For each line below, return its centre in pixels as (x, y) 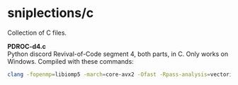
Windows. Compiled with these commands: (71, 61)
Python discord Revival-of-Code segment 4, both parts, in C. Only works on (118, 54)
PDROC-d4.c (27, 46)
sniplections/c (51, 13)
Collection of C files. (37, 33)
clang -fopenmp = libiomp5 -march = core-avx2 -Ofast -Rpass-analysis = (109, 74)
